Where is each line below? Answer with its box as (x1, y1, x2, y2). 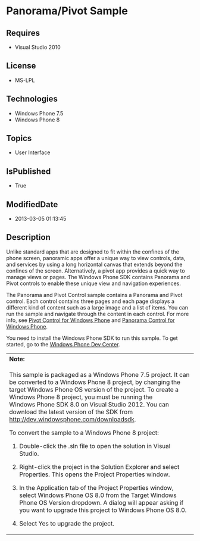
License (6, 61, 36, 71)
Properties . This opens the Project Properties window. (19, 470, 170, 479)
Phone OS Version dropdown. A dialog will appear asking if (19, 498, 184, 506)
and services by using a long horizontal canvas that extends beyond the (6, 261, 183, 268)
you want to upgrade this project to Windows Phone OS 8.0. (19, 506, 187, 514)
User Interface (14, 149, 51, 156)
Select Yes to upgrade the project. (19, 519, 115, 527)
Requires (6, 28, 40, 38)
